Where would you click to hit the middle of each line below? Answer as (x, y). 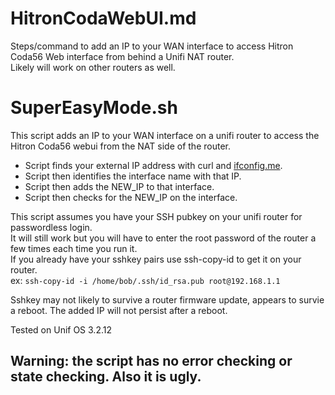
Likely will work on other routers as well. (93, 67)
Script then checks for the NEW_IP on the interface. (131, 197)
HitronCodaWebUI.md (103, 18)
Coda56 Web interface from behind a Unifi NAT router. (122, 56)
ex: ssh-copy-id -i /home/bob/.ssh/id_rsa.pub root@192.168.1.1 (145, 280)
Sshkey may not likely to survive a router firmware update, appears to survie (167, 299)
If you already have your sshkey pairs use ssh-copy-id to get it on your (156, 259)
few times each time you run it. (74, 248)
